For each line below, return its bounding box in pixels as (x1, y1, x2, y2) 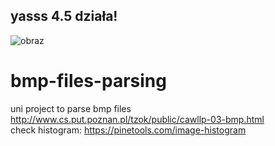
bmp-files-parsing (10, 70, 167, 92)
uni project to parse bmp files (10, 102, 132, 114)
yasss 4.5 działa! (10, 8, 118, 25)
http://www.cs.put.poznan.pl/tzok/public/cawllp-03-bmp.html (10, 113, 265, 125)
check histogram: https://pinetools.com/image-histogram (10, 124, 247, 136)
